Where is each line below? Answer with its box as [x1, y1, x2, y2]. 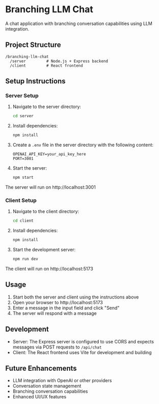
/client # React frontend [10, 63, 83, 68]
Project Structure [5, 41, 61, 49]
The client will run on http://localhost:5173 [5, 265, 93, 272]
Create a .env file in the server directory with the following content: [12, 142, 154, 148]
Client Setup [5, 197, 37, 204]
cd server [12, 114, 34, 119]
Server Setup [5, 92, 39, 99]
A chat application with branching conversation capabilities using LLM [5, 20, 153, 26]
